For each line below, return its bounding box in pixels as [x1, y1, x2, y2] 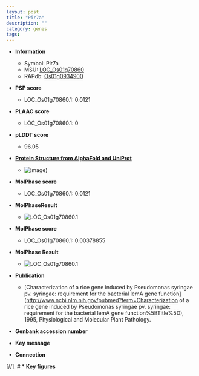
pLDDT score [15, 131, 49, 139]
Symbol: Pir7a [24, 60, 59, 67]
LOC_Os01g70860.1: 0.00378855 [24, 237, 106, 244]
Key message [15, 340, 50, 347]
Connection [15, 351, 45, 358]
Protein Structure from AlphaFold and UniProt [15, 155, 132, 162]
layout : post [6, 8, 39, 15]
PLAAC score [15, 108, 50, 115]
